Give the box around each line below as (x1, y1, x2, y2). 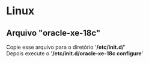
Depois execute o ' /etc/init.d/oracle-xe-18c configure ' (6, 50, 144, 57)
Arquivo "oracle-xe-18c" (6, 28, 101, 38)
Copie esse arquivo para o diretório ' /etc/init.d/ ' (6, 43, 126, 51)
